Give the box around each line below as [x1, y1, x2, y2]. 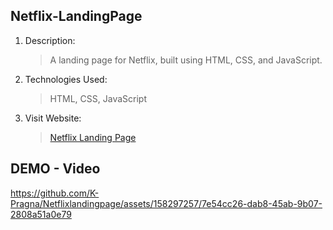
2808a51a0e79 [10, 208, 72, 220]
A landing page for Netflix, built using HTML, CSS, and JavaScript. [49, 54, 323, 66]
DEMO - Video [10, 160, 101, 178]
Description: [24, 34, 76, 46]
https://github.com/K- [10, 187, 100, 199]
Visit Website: [24, 112, 82, 124]
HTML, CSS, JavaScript [49, 92, 147, 104]
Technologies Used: [24, 73, 108, 85]
